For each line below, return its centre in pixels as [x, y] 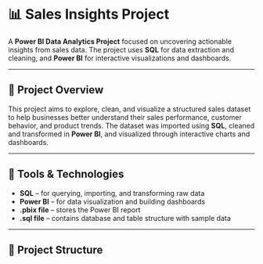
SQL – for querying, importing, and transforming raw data [112, 193]
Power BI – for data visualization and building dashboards [112, 201]
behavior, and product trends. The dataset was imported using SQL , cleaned [131, 125]
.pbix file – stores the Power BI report [80, 210]
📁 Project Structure [56, 250]
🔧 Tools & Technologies [66, 174]
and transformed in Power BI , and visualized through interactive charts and [129, 134]
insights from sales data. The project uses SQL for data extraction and [121, 49]
